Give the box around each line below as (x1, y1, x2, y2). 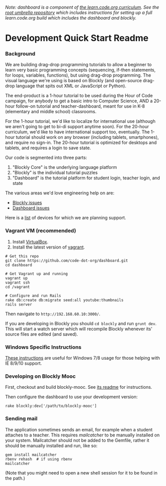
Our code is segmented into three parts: (5, 155, 87, 161)
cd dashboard (5, 263, 32, 268)
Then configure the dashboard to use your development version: (5, 394, 138, 400)
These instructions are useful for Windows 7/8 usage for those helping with (5, 355, 161, 361)
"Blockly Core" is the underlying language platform (12, 164, 117, 170)
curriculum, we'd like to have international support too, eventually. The (5, 129, 150, 135)
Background (5, 50, 36, 57)
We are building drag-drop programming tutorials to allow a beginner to (5, 62, 152, 68)
